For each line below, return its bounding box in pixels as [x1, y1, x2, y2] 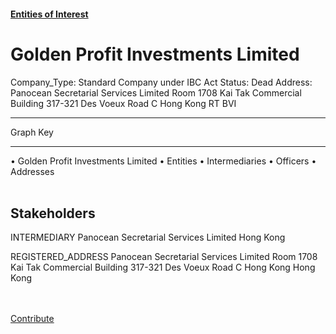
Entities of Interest [10, 8, 89, 20]
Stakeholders [10, 205, 96, 222]
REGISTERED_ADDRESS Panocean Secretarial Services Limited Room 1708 [10, 251, 318, 263]
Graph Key [10, 126, 54, 138]
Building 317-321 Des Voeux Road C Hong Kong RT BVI [10, 97, 237, 109]
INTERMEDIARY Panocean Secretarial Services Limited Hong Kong [10, 231, 286, 244]
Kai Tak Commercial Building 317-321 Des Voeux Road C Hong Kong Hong [10, 261, 316, 274]
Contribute [10, 313, 55, 325]
